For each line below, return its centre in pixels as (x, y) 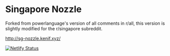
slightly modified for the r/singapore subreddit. (54, 28)
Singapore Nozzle (44, 9)
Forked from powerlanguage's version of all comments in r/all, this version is (85, 23)
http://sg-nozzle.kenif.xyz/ (33, 38)
